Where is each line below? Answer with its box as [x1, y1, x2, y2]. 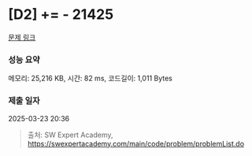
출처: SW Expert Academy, [27, 130, 113, 139]
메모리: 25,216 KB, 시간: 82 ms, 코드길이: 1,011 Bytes [8, 73, 173, 84]
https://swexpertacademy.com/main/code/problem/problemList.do [27, 139, 245, 148]
